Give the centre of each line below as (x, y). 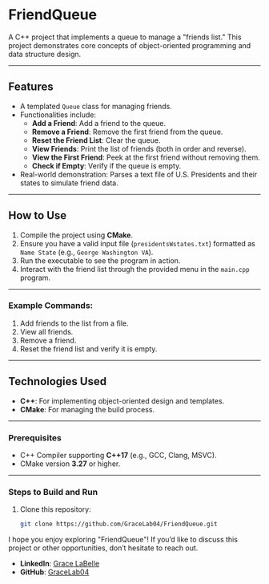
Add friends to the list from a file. (74, 323)
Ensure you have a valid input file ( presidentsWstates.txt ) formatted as (138, 243)
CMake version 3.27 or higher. (70, 464)
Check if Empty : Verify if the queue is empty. (106, 165)
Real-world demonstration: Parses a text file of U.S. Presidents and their (139, 174)
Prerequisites (35, 437)
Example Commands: (51, 306)
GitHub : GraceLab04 (54, 572)
